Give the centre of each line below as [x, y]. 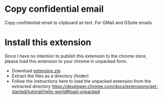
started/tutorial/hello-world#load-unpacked [56, 91]
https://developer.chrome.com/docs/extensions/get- [105, 86]
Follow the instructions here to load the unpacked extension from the [81, 81]
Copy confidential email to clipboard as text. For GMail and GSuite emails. [79, 23]
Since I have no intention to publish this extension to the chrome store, [76, 56]
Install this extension [48, 42]
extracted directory [31, 86]
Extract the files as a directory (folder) [50, 76]
